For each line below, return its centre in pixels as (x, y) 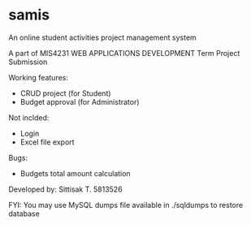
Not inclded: (29, 117)
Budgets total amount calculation (76, 173)
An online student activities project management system (102, 37)
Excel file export (47, 142)
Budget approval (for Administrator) (80, 102)
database (24, 214)
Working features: (39, 77)
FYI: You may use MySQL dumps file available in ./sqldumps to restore (126, 205)
